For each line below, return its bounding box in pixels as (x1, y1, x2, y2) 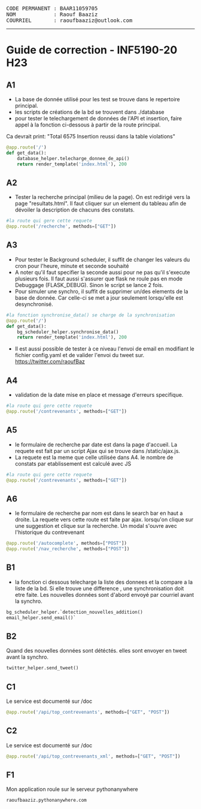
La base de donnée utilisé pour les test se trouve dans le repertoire (14, 96, 181, 102)
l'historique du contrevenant (14, 529, 85, 536)
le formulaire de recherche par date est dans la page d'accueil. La (14, 440, 178, 448)
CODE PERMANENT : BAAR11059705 (6, 5, 98, 11)
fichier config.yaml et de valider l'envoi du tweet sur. (14, 352, 145, 359)
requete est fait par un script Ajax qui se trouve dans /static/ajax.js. (14, 447, 181, 454)
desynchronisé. (14, 300, 54, 307)
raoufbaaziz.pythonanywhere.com (6, 797, 87, 804)
